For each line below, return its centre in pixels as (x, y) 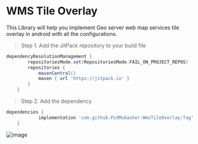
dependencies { (25, 112)
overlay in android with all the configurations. (62, 33)
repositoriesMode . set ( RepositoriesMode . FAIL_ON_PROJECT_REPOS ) (108, 62)
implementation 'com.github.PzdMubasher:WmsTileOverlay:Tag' (116, 118)
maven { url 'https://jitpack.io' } (84, 79)
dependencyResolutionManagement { (49, 56)
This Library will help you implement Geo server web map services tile (93, 27)
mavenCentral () (57, 73)
